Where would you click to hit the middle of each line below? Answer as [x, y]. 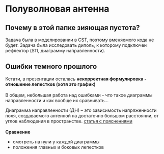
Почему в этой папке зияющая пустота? [73, 28]
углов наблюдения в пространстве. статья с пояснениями [69, 121]
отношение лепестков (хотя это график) [50, 84]
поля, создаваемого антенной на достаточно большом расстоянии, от [82, 115]
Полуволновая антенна [57, 9]
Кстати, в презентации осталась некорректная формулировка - [76, 79]
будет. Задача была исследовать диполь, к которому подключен [76, 45]
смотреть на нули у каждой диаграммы [56, 142]
